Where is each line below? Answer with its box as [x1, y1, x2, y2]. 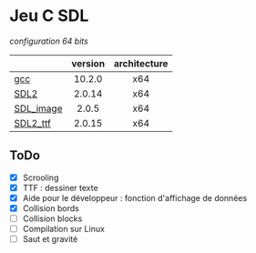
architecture [113, 56, 169, 69]
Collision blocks [22, 213, 83, 224]
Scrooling [22, 172, 59, 183]
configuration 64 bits [9, 35, 88, 46]
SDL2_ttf [14, 116, 52, 129]
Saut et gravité [22, 234, 78, 245]
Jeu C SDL [9, 5, 89, 26]
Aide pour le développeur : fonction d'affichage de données [22, 192, 248, 203]
